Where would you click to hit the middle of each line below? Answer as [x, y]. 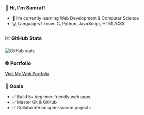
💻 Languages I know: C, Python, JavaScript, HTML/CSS [68, 24]
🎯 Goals [14, 86]
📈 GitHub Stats [24, 38]
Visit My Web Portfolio [27, 73]
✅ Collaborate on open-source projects [51, 108]
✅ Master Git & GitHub [34, 102]
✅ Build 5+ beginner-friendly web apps [51, 97]
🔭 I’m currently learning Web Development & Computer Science [75, 18]
